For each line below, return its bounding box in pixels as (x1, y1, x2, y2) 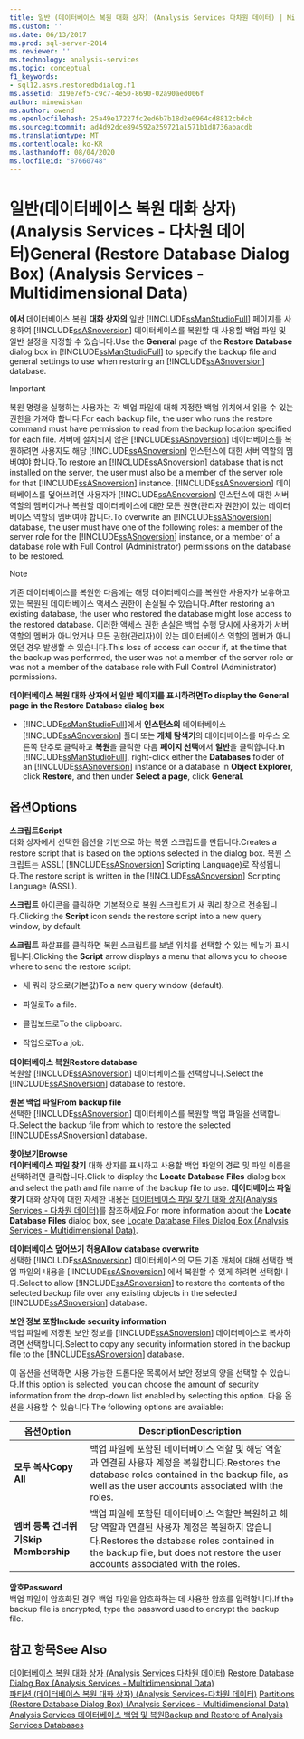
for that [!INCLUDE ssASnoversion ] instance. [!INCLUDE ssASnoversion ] (9, 477, 274, 489)
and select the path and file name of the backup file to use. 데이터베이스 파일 (9, 1183, 292, 1194)
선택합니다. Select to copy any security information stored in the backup (25, 1339, 291, 1350)
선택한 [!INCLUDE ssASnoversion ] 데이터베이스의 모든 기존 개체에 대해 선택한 (9, 1255, 284, 1266)
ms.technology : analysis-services (9, 55, 140, 64)
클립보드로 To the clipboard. (22, 1018, 123, 1029)
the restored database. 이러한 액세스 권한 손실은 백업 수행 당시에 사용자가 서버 (9, 620, 290, 630)
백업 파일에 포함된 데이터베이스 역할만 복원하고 (90, 1507, 278, 1520)
